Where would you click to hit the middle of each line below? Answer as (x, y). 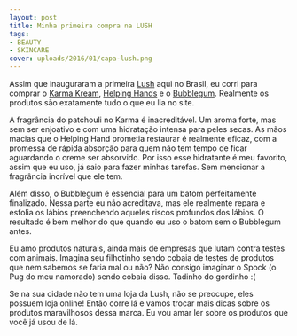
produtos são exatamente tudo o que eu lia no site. (102, 102)
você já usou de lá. (43, 322)
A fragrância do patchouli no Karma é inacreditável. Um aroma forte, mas (143, 120)
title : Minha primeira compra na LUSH (81, 26)
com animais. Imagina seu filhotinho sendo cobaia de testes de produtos (142, 258)
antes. (21, 231)
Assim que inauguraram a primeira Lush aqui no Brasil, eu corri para (133, 84)
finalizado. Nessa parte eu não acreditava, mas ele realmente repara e (137, 203)
